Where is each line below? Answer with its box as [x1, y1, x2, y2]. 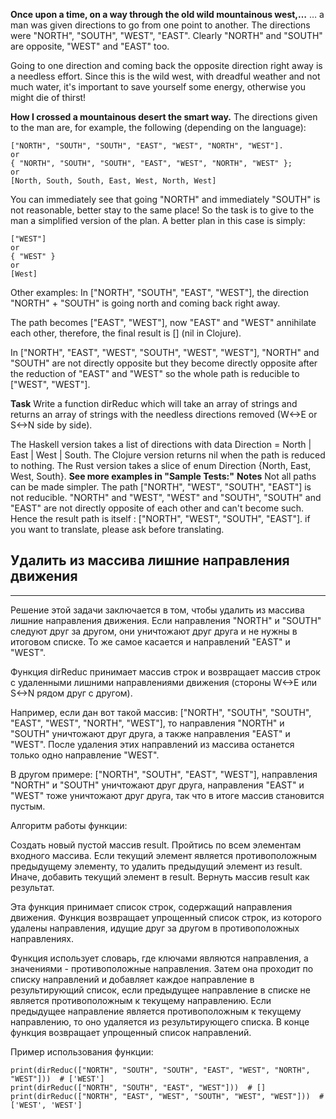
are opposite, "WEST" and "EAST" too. [10, 40, 170, 52]
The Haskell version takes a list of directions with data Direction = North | [10, 439, 312, 450]
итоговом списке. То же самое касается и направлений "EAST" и [10, 635, 291, 648]
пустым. [10, 800, 46, 812]
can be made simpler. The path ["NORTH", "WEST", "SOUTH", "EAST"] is [10, 481, 312, 493]
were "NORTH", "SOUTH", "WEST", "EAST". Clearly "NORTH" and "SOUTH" [10, 30, 323, 41]
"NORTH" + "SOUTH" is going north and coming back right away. [10, 297, 281, 309]
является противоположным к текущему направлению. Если [10, 994, 272, 1006]
